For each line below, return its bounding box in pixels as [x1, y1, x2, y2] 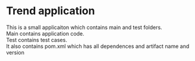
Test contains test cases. [6, 36, 67, 43]
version [6, 49, 25, 56]
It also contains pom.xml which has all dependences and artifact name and [6, 43, 190, 50]
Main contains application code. [6, 30, 84, 37]
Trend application [6, 4, 95, 18]
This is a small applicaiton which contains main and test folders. [6, 24, 162, 31]
